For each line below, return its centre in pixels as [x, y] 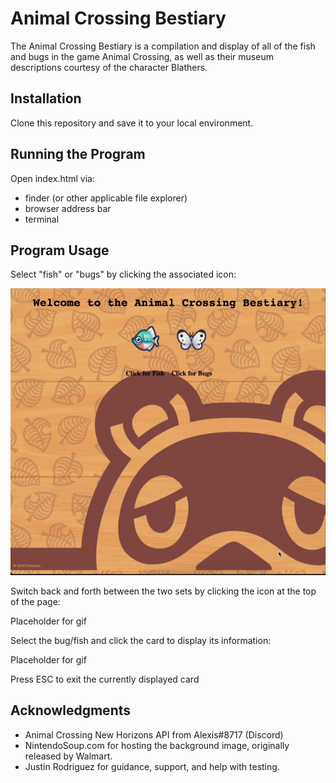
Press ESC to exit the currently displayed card [105, 679]
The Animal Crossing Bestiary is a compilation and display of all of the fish [163, 46]
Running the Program [78, 154]
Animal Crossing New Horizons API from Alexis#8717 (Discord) [154, 734]
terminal [42, 219]
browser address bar [68, 208]
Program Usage [60, 250]
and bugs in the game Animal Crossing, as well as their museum [142, 56]
